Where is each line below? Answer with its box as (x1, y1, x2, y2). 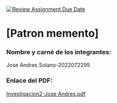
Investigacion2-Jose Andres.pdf (6, 90, 86, 97)
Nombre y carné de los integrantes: (6, 48, 112, 56)
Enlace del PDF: (6, 77, 53, 85)
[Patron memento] (6, 27, 99, 40)
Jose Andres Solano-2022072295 (6, 62, 91, 69)
